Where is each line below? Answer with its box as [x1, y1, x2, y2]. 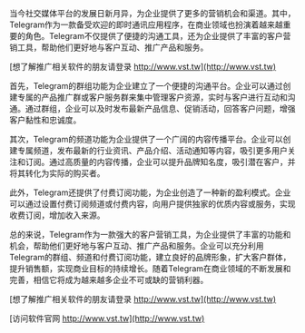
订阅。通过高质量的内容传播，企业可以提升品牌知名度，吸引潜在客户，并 [25, 157, 296, 167]
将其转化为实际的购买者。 [9, 168, 105, 179]
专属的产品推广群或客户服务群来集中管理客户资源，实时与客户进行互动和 [16, 92, 288, 103]
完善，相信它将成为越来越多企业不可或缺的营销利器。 [9, 275, 209, 285]
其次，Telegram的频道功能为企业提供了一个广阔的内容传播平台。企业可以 [9, 134, 283, 144]
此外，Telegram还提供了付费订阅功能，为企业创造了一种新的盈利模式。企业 [9, 187, 291, 198]
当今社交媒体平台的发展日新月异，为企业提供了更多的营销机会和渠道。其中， [9, 8, 296, 18]
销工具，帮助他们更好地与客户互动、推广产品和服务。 [9, 42, 209, 53]
